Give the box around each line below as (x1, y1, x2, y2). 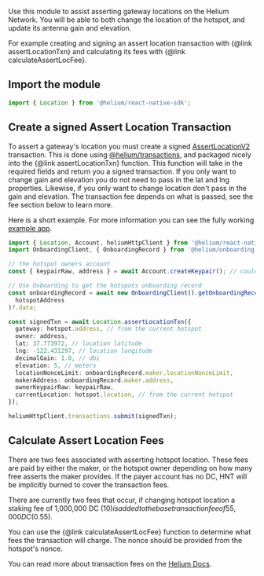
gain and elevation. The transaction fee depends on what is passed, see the (8, 192, 254, 201)
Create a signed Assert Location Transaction (8, 121, 232, 134)
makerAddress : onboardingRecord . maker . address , (15, 376, 174, 384)
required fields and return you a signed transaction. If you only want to (8, 167, 236, 176)
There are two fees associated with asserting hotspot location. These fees (8, 455, 249, 464)
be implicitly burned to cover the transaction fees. (8, 479, 170, 490)
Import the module (8, 78, 101, 91)
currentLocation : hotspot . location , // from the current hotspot (15, 391, 234, 399)
